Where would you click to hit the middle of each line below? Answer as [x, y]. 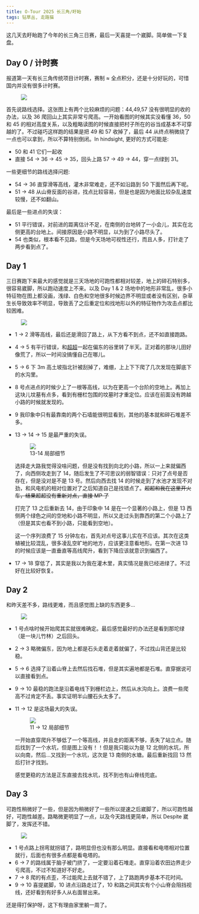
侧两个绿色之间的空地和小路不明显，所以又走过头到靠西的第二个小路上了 [103, 516]
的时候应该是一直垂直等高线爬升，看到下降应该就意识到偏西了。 [92, 551]
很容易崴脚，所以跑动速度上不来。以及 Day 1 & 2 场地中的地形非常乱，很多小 [99, 288]
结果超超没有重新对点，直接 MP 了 [67, 496]
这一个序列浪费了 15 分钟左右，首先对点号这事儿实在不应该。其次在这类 [102, 536]
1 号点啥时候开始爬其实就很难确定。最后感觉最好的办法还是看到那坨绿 [99, 628]
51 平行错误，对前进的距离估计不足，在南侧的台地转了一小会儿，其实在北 [104, 225]
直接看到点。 [36, 676]
